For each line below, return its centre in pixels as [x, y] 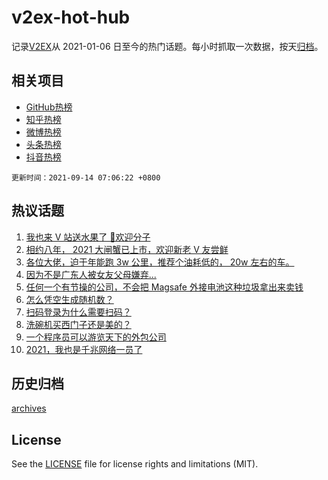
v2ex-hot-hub [71, 17]
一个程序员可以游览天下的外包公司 [96, 337]
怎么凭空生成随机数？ [69, 299]
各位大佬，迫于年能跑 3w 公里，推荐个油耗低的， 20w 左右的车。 [160, 262]
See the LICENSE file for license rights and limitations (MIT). [135, 464]
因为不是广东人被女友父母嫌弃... [91, 274]
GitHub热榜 [49, 107]
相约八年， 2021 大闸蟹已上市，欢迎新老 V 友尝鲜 [127, 249]
